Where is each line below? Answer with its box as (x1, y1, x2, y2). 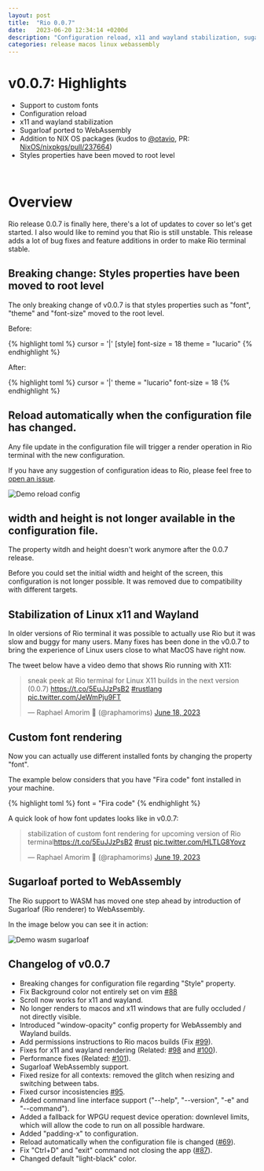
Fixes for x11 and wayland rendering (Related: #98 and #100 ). (19, 1045, 218, 1055)
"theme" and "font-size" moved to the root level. (8, 308, 165, 318)
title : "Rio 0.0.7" (8, 19, 76, 27)
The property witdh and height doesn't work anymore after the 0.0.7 (8, 545, 229, 554)
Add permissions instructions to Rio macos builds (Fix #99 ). (19, 1037, 214, 1046)
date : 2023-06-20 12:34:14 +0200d (8, 26, 128, 34)
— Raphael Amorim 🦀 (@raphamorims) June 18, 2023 (27, 708, 201, 717)
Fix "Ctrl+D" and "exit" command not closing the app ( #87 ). (19, 1145, 213, 1155)
